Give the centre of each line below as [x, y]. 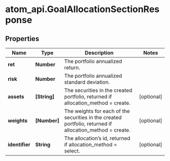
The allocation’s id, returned [97, 138]
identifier [19, 145]
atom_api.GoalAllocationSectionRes [82, 9]
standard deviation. [87, 82]
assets [16, 97]
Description [99, 53]
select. [72, 151]
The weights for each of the [97, 111]
